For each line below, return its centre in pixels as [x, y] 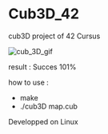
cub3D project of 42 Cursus [54, 36]
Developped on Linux [43, 121]
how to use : [29, 82]
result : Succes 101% [42, 67]
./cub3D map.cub [48, 106]
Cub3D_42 [44, 14]
